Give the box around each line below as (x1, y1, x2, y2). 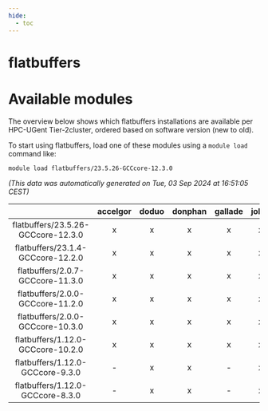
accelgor (97, 205, 132, 216)
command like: (8, 148, 57, 158)
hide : (8, 11, 26, 20)
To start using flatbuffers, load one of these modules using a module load (8, 140, 248, 150)
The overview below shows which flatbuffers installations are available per (8, 117, 254, 126)
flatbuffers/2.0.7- (17, 265, 85, 276)
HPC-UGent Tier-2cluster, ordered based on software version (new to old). (8, 124, 254, 134)
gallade (214, 205, 243, 216)
